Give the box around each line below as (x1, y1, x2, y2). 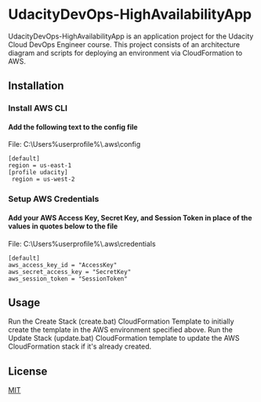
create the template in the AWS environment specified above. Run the (8, 325, 234, 334)
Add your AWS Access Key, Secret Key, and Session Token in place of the (8, 213, 252, 222)
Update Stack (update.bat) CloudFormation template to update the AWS (8, 334, 240, 343)
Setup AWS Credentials (8, 194, 100, 205)
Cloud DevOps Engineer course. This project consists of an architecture (8, 39, 241, 49)
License (8, 364, 48, 378)
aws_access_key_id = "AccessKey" (8, 261, 118, 269)
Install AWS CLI (8, 103, 68, 114)
